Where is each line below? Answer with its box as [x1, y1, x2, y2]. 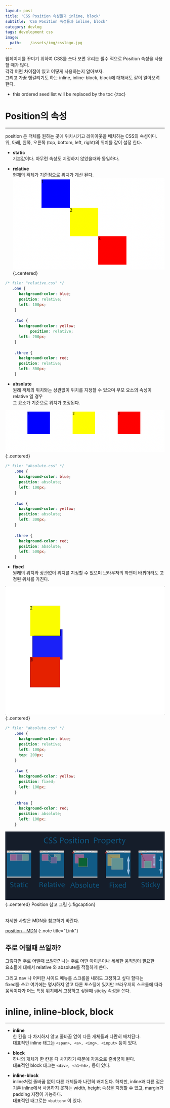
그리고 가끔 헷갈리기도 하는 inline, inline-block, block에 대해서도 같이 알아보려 [5, 74, 160, 81]
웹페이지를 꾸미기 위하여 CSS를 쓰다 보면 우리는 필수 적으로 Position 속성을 [5, 55, 154, 61]
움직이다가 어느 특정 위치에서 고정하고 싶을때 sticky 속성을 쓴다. [5, 988, 131, 994]
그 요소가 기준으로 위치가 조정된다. [12, 399, 80, 406]
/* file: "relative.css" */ [5, 281, 65, 286]
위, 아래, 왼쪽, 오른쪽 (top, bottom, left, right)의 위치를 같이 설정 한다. [5, 139, 143, 145]
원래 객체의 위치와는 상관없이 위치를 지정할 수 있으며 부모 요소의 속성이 [12, 386, 152, 393]
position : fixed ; [18, 779, 56, 785]
